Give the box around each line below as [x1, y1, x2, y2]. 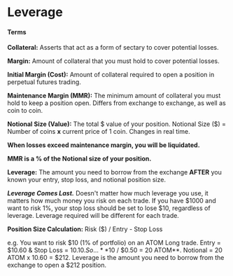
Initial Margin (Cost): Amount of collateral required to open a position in [7, 71, 215, 79]
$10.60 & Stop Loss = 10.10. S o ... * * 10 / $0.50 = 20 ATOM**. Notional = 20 [7, 246, 223, 254]
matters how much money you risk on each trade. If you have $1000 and [7, 197, 217, 205]
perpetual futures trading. [7, 78, 82, 86]
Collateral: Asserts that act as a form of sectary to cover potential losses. [7, 43, 219, 52]
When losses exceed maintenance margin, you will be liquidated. [7, 141, 201, 149]
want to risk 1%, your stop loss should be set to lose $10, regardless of [7, 204, 211, 212]
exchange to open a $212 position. [7, 261, 107, 270]
